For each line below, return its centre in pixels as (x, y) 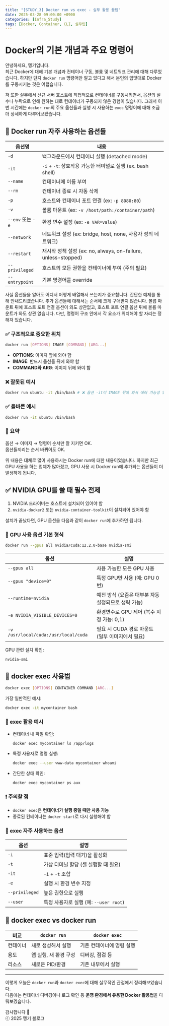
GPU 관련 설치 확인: (25, 650)
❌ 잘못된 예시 (20, 382)
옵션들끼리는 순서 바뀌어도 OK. (35, 450)
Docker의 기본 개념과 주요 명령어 (69, 50)
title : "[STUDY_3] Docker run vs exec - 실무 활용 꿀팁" (63, 10)
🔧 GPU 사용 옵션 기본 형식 (34, 535)
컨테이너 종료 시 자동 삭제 (70, 191)
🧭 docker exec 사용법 (38, 677)
